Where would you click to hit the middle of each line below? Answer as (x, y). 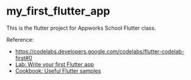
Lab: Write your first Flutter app (55, 64)
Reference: (20, 39)
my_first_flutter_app (58, 11)
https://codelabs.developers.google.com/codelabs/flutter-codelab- (100, 51)
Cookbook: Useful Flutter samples (58, 70)
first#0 (23, 58)
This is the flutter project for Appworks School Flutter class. (81, 28)
